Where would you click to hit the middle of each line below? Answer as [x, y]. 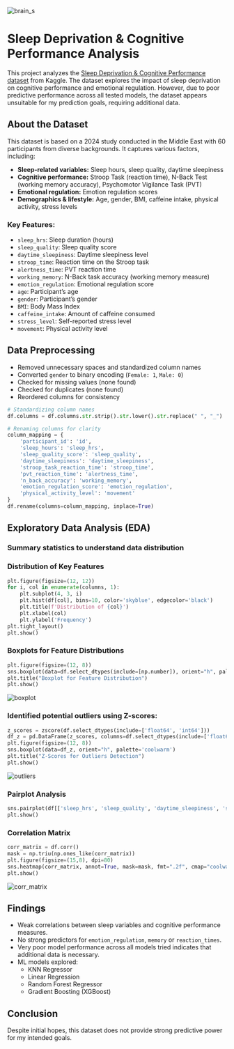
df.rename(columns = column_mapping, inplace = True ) [81, 506]
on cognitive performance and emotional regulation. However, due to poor [114, 88]
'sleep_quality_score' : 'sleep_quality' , [80, 455]
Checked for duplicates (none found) [70, 389]
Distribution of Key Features [56, 566]
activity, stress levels [47, 206]
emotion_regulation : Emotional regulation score [86, 284]
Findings [27, 908]
